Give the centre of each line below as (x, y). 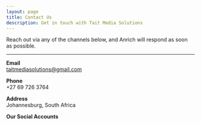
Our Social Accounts (32, 117)
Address (17, 99)
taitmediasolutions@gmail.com (44, 70)
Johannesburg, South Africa (41, 105)
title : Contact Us (29, 17)
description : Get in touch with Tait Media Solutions (75, 23)
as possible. (21, 46)
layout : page (22, 12)
